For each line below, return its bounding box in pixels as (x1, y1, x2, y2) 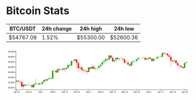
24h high (79, 25, 103, 32)
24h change (42, 25, 72, 32)
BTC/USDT (9, 25, 36, 32)
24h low (113, 25, 134, 32)
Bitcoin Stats (6, 4, 70, 18)
